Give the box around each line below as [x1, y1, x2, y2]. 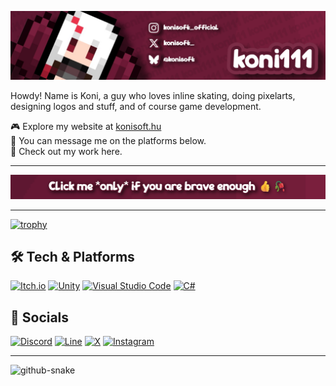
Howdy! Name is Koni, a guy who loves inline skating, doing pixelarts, [10, 90, 296, 102]
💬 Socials [10, 309, 70, 326]
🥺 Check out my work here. [10, 146, 123, 158]
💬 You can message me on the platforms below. [10, 135, 207, 147]
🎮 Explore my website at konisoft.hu [10, 121, 162, 133]
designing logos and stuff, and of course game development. [10, 101, 262, 113]
